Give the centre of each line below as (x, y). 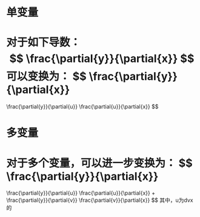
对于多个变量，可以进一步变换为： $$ (99, 163)
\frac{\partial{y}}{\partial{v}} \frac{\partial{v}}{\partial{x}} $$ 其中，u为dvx (100, 200)
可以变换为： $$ (46, 77)
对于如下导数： (44, 42)
